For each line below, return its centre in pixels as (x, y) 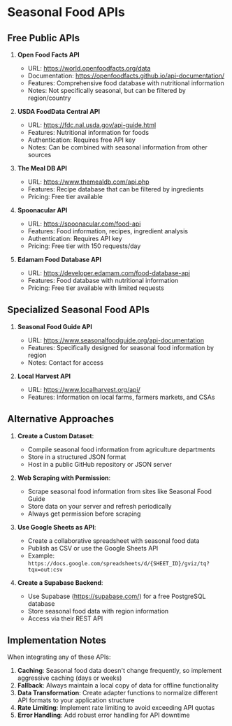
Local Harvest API (44, 376)
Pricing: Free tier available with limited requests (96, 288)
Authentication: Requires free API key (82, 140)
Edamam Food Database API (59, 260)
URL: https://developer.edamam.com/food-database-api (109, 273)
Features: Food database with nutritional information (103, 281)
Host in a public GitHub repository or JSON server (100, 464)
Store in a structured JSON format (77, 457)
